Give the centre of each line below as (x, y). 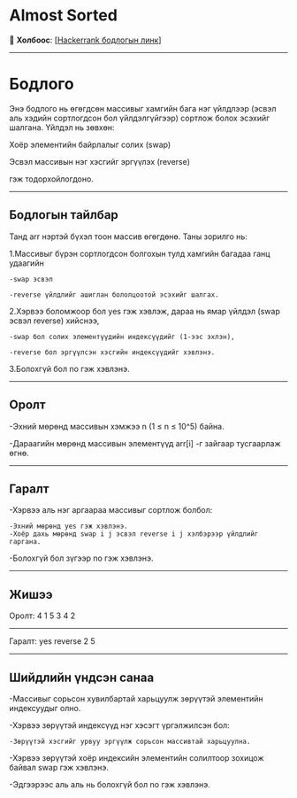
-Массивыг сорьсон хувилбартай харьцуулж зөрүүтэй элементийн (136, 698)
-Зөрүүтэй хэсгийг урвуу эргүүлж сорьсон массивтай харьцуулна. (130, 741)
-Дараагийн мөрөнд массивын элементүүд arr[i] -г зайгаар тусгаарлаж (145, 443)
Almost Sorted (63, 15)
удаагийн (27, 263)
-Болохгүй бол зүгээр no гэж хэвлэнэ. (81, 558)
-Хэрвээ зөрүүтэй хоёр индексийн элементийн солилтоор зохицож (137, 757)
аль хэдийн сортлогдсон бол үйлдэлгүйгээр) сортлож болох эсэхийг (140, 118)
